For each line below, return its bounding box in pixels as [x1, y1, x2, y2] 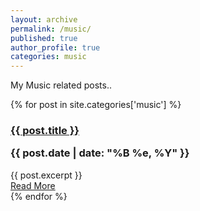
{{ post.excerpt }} [10, 169, 83, 181]
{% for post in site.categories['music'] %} [10, 99, 182, 111]
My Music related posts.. [10, 79, 112, 91]
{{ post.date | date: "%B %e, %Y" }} [10, 146, 190, 160]
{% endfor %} [10, 190, 68, 202]
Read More [10, 179, 56, 191]
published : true [10, 33, 78, 43]
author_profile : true [10, 42, 101, 53]
